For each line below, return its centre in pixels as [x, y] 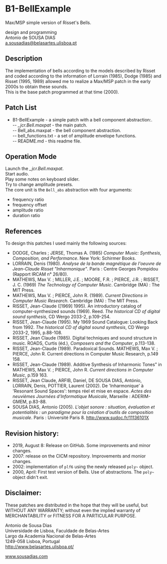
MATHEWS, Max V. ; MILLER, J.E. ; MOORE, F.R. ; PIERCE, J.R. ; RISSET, [86, 279]
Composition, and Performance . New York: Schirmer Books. [74, 258]
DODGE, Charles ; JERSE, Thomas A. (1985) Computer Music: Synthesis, [87, 253]
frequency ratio [28, 199]
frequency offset [30, 205]
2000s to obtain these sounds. [37, 86]
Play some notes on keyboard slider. [42, 179]
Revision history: [32, 433]
